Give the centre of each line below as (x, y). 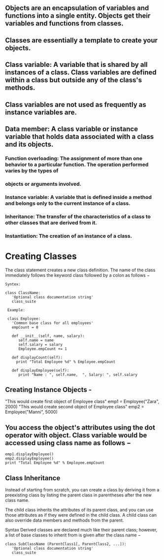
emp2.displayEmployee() (30, 459)
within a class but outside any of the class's (73, 80)
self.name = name (36, 340)
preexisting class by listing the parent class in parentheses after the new (78, 495)
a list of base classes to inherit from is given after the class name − (73, 535)
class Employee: (24, 319)
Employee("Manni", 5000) (32, 412)
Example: (16, 310)
